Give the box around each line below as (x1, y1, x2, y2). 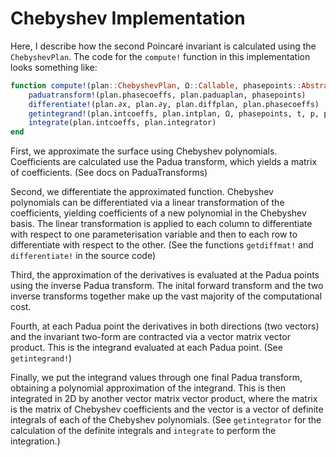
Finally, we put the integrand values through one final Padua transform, (10, 372, 303, 384)
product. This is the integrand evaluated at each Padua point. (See (10, 342, 283, 354)
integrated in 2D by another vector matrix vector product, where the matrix (10, 393, 318, 405)
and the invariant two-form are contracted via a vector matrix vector (10, 331, 291, 343)
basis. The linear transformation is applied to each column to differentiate (10, 218, 313, 230)
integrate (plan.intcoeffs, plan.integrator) (28, 118, 217, 128)
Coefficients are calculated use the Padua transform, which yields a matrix (10, 156, 318, 168)
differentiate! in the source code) (10, 250, 157, 262)
